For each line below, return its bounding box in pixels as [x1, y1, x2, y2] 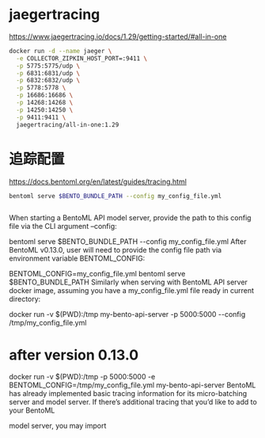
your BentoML [9, 406, 55, 415]
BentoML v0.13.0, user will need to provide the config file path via [9, 246, 222, 255]
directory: [9, 295, 41, 304]
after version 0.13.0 [9, 346, 139, 364]
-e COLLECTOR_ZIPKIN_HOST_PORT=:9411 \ [16, 54, 148, 63]
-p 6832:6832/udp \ [16, 77, 81, 85]
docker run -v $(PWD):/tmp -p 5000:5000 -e [9, 372, 156, 382]
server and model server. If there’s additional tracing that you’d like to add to [9, 398, 258, 407]
